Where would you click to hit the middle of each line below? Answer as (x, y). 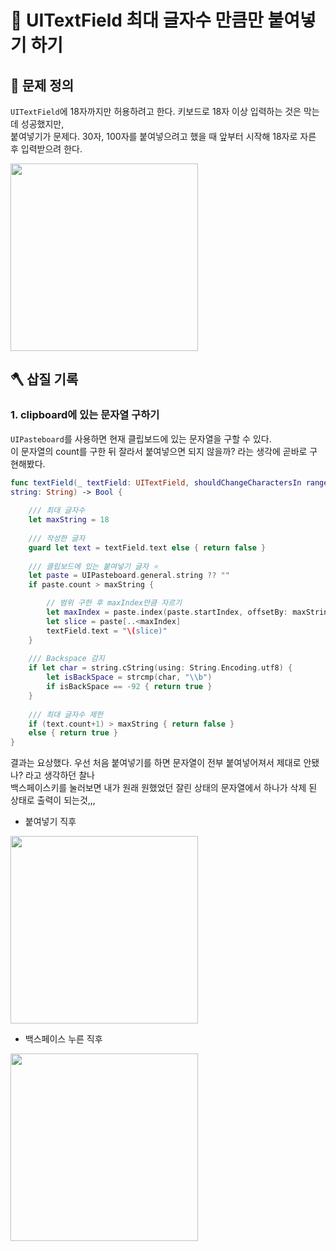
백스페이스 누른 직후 (63, 1039)
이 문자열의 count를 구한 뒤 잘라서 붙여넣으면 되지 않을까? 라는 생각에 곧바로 (159, 451)
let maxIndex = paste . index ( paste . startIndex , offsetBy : (167, 612)
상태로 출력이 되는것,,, (53, 800)
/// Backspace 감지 (66, 659)
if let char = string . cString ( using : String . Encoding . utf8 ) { (160, 668)
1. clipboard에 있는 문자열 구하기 (85, 415)
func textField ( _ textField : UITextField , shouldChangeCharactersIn (156, 482)
